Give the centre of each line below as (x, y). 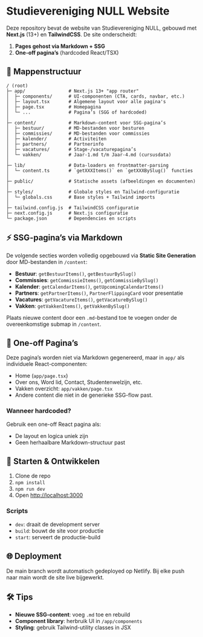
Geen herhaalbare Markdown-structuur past (70, 442)
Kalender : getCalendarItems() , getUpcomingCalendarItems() (89, 286)
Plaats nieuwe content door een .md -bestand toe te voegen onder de (92, 317)
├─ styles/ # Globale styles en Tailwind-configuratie (93, 192)
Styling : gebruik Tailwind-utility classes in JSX (73, 628)
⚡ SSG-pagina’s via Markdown (64, 238)
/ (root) (17, 86)
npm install (30, 483)
